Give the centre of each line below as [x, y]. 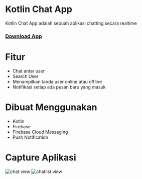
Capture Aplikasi [41, 157]
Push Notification [30, 137]
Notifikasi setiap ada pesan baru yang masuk [59, 87]
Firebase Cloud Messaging [40, 132]
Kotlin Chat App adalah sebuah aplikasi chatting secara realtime [71, 23]
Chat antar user [29, 71]
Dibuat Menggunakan [51, 107]
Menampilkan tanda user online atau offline [57, 81]
